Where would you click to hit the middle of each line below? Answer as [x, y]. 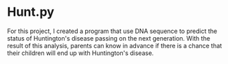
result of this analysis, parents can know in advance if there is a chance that [115, 45]
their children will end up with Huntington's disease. [81, 53]
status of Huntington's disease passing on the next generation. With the [109, 38]
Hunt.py [31, 12]
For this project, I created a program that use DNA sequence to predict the [112, 31]
